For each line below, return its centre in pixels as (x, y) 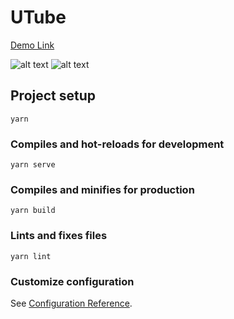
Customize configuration (72, 281)
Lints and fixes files (59, 236)
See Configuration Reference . (71, 303)
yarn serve (33, 165)
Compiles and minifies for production (102, 189)
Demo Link (32, 45)
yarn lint (31, 256)
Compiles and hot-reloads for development (117, 144)
